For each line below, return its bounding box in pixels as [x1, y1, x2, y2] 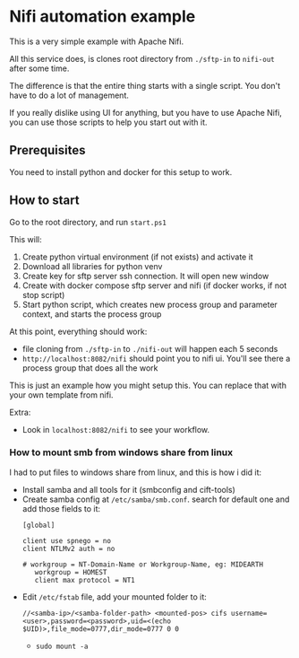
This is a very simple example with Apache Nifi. [9, 36, 184, 47]
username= [231, 609, 268, 618]
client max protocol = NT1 [34, 575, 136, 584]
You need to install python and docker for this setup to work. [9, 166, 233, 177]
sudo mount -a [35, 642, 89, 651]
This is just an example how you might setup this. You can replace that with [9, 380, 286, 390]
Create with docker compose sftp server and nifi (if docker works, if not [21, 280, 287, 291]
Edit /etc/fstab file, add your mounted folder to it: [21, 591, 208, 602]
